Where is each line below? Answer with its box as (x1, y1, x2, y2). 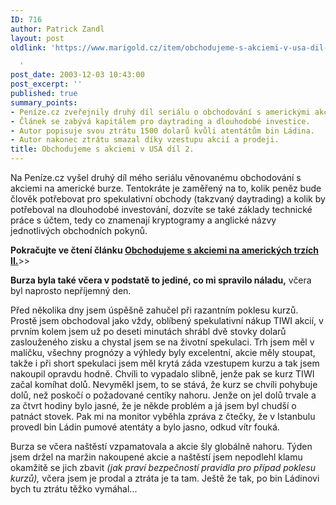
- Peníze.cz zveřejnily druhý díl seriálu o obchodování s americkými (10, 107, 311, 117)
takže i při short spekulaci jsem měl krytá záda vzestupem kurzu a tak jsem (10, 357, 320, 369)
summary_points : (10, 97, 78, 108)
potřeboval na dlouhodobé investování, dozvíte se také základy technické (10, 204, 313, 215)
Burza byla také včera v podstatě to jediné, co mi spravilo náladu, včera (10, 274, 312, 286)
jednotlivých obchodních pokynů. (10, 225, 148, 236)
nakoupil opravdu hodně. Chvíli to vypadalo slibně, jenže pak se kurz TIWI (10, 368, 315, 380)
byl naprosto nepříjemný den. (10, 285, 132, 296)
